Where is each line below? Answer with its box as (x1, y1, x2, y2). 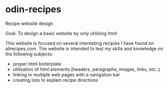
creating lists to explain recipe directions (12, 77, 98, 83)
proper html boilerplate (12, 61, 61, 67)
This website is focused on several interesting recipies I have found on (5, 40, 154, 46)
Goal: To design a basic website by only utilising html (5, 30, 117, 36)
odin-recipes (5, 4, 61, 15)
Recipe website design (5, 20, 53, 26)
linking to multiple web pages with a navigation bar (12, 71, 120, 77)
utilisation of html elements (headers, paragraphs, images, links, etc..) (12, 66, 160, 72)
